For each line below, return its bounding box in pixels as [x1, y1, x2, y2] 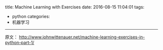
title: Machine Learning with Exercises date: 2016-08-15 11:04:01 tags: [5, 4, 145, 10]
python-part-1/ [5, 40, 34, 45]
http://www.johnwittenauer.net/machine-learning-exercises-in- [18, 34, 145, 40]
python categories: [12, 14, 50, 19]
